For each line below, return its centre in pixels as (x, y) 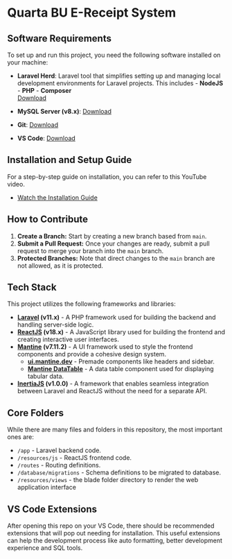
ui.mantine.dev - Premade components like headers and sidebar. (121, 361)
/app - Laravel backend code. (59, 450)
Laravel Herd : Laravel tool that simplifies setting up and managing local (119, 76)
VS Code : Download (46, 138)
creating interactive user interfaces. (68, 339)
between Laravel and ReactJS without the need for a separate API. (112, 391)
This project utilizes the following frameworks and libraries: (91, 304)
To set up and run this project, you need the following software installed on (114, 55)
